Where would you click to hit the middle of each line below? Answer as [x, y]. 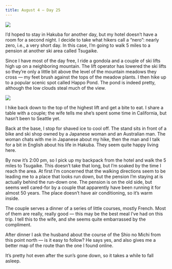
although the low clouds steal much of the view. [56, 88]
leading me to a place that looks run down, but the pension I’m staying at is [84, 176]
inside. [12, 198]
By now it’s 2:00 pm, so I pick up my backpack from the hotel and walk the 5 [86, 160]
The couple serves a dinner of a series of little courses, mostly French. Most [86, 208]
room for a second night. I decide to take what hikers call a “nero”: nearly [82, 40]
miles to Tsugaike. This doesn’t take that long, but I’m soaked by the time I [83, 165]
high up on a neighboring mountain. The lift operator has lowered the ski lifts [86, 66]
